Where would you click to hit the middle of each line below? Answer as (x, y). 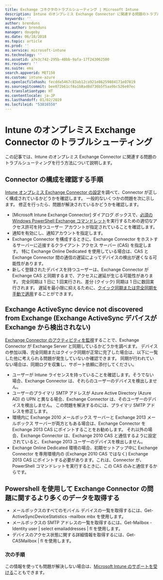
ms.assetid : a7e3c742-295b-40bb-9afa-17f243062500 (57, 59)
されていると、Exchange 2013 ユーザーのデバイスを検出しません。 (79, 441)
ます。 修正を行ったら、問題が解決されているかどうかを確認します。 (73, 204)
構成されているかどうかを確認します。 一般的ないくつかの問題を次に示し (82, 198)
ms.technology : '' (24, 55)
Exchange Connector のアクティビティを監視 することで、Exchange (72, 340)
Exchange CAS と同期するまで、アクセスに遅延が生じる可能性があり (80, 275)
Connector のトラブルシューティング (79, 142)
